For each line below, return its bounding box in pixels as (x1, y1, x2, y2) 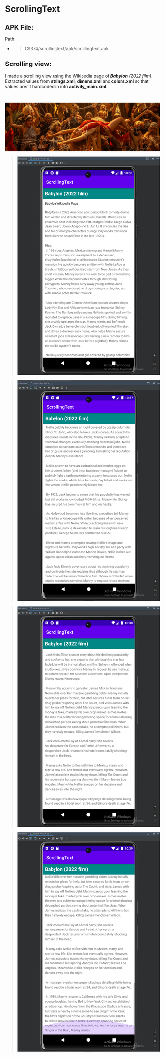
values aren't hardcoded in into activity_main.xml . (5, 83, 108, 89)
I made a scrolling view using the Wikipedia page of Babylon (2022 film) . (5, 73, 153, 79)
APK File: (5, 23, 34, 32)
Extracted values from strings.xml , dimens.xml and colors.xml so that (5, 78, 149, 84)
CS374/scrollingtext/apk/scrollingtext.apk (24, 46, 109, 51)
